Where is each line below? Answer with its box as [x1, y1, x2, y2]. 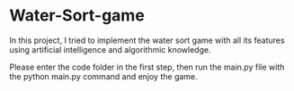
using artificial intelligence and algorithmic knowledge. [9, 44, 211, 54]
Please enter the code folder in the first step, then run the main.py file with [9, 62, 285, 72]
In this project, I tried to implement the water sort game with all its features [9, 35, 285, 45]
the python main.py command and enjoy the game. [9, 70, 198, 81]
